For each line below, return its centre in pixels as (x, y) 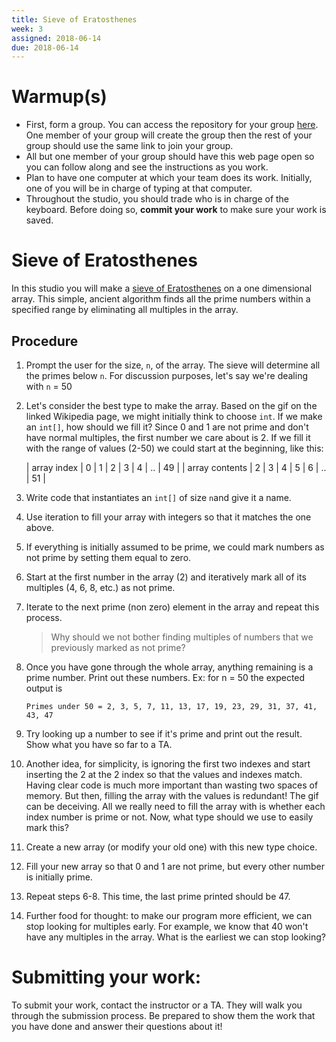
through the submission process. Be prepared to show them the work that (163, 1015)
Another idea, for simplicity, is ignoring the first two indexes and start (168, 763)
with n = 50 (49, 386)
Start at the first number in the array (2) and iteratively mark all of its (166, 577)
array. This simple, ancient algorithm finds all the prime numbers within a (161, 299)
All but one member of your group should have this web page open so (170, 157)
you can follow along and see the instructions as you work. (147, 167)
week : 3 (27, 29)
